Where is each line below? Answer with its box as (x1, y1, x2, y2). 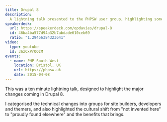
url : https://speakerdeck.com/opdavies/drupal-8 (9, 26, 112, 31)
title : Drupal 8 (5, 7, 39, 12)
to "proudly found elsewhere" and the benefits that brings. (5, 111, 125, 117)
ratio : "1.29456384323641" (9, 35, 66, 40)
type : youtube (9, 44, 39, 49)
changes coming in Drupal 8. (5, 91, 64, 97)
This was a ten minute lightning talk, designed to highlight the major (5, 86, 144, 92)
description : (5, 12, 32, 17)
